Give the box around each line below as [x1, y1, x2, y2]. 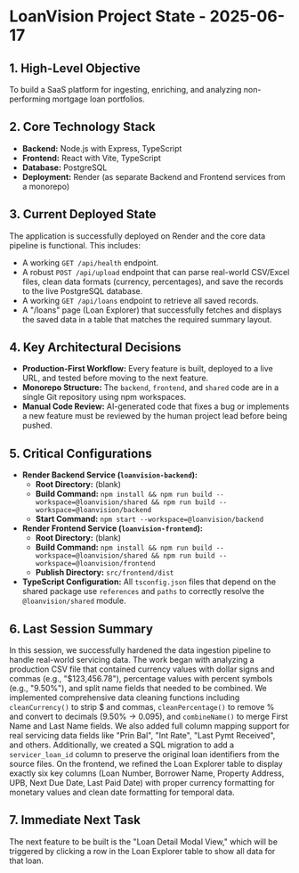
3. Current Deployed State [9, 207, 157, 222]
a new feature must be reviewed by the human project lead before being [21, 411, 287, 421]
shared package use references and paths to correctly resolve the [21, 586, 265, 597]
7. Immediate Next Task [9, 812, 141, 828]
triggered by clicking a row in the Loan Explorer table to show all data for [9, 845, 276, 856]
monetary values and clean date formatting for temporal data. [9, 787, 235, 798]
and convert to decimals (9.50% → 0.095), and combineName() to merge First [9, 711, 288, 722]
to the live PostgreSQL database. [21, 285, 143, 296]
